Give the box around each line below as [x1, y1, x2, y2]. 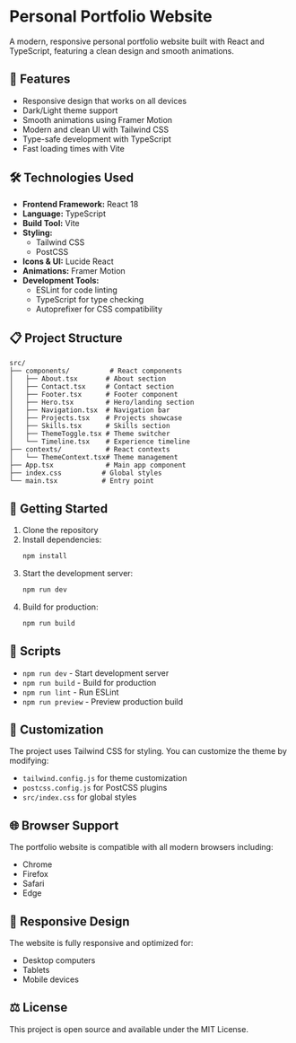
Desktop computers [22, 955, 96, 966]
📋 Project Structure [9, 330, 123, 346]
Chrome [22, 859, 53, 870]
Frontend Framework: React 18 [22, 198, 139, 209]
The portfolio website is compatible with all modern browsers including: [9, 842, 274, 853]
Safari [22, 878, 45, 890]
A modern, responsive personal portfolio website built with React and [9, 36, 265, 47]
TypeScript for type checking [35, 294, 144, 304]
